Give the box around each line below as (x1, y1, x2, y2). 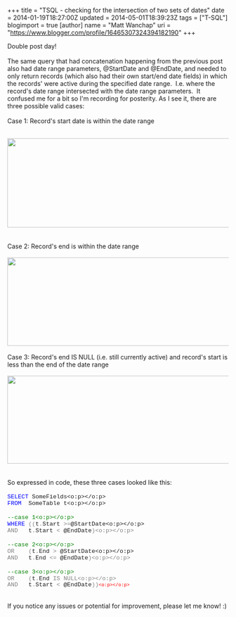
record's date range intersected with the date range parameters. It (7, 87, 201, 95)
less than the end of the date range (7, 360, 109, 369)
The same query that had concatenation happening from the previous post (7, 57, 223, 65)
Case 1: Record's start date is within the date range (7, 117, 155, 125)
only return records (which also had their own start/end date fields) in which (7, 72, 228, 80)
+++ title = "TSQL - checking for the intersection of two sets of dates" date (7, 6, 225, 14)
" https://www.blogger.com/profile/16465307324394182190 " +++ (7, 28, 196, 37)
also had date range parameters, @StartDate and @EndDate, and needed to (7, 65, 227, 72)
